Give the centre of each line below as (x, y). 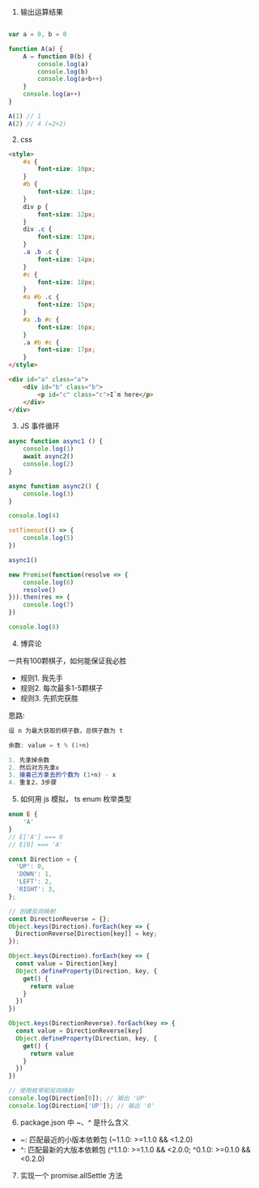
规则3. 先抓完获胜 (49, 698)
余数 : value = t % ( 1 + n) (49, 745)
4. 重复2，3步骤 (33, 783)
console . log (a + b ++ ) (70, 79)
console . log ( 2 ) (49, 464)
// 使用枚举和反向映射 (41, 1091)
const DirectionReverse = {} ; (59, 919)
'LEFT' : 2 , (34, 882)
